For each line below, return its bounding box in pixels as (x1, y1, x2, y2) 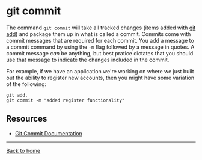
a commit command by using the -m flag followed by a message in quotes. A (6, 43, 195, 51)
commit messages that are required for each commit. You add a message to (6, 37, 194, 44)
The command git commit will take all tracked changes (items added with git (6, 24, 196, 31)
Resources (6, 114, 47, 124)
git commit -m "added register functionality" (6, 97, 125, 103)
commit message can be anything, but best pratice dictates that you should (6, 49, 194, 57)
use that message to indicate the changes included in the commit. (6, 56, 170, 63)
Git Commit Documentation (14, 129, 82, 137)
